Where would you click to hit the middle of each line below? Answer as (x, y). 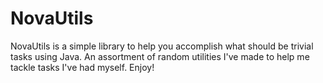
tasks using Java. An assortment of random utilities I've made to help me (160, 56)
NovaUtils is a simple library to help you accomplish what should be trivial (162, 46)
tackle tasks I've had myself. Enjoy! (82, 67)
